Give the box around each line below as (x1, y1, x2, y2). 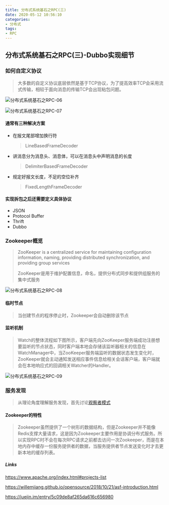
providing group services (17, 260, 70, 266)
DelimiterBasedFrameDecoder (25, 163, 88, 169)
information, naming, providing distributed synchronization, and (17, 254, 150, 261)
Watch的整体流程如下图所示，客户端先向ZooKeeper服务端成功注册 (17, 337, 156, 343)
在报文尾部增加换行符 (12, 132, 57, 138)
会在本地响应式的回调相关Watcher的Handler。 (17, 362, 114, 368)
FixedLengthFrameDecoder (25, 183, 82, 190)
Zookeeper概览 (5, 238, 43, 245)
